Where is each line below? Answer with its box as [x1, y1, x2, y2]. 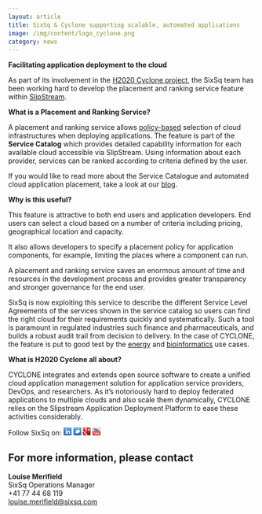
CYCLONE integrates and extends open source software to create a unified [8, 370, 251, 379]
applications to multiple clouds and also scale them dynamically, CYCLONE [8, 395, 251, 405]
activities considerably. [8, 412, 83, 421]
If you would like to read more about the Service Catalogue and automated [8, 172, 249, 181]
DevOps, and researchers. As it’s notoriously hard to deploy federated [8, 386, 234, 397]
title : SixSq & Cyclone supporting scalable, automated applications [8, 20, 241, 29]
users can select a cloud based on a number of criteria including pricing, [8, 219, 243, 228]
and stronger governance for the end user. [8, 283, 146, 292]
